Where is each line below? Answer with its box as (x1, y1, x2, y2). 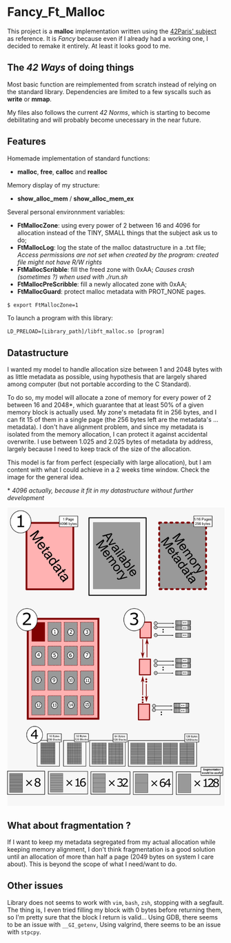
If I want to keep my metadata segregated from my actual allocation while (7, 838, 216, 846)
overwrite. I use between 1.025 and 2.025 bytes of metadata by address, (7, 437, 214, 446)
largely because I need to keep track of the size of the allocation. (7, 445, 192, 453)
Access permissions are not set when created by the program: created (17, 250, 219, 259)
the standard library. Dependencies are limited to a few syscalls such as (7, 87, 212, 95)
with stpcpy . (7, 928, 41, 936)
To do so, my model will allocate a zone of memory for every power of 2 (7, 394, 212, 402)
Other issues (7, 880, 63, 892)
